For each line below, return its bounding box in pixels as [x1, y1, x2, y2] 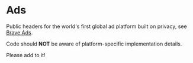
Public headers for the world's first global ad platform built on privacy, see [6, 23, 188, 30]
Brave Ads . [6, 29, 33, 36]
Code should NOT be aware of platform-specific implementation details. [6, 40, 182, 47]
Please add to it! [6, 51, 46, 58]
